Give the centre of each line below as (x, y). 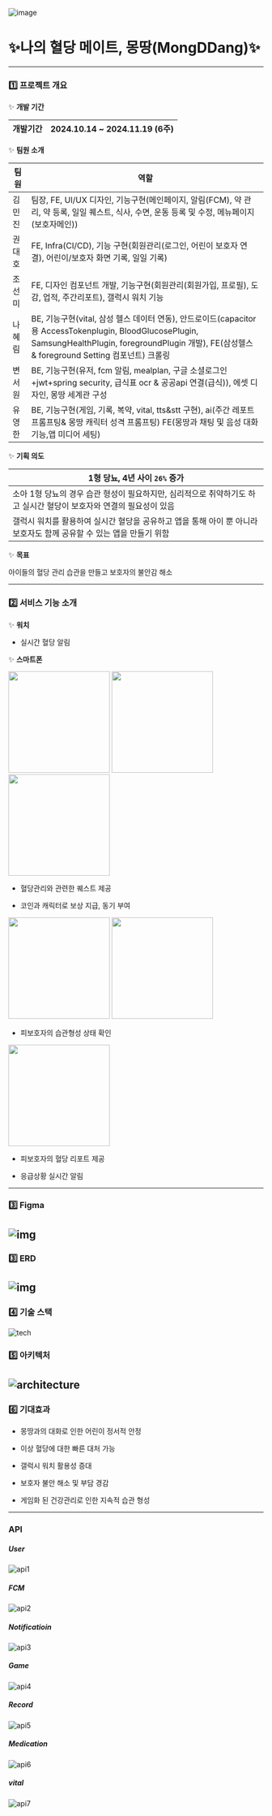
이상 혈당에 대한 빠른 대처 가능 (68, 1448)
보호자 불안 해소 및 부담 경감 (64, 1483)
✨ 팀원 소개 (26, 150)
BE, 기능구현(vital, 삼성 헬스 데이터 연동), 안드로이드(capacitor (144, 319)
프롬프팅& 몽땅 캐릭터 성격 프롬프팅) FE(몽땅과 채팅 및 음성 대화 (145, 422)
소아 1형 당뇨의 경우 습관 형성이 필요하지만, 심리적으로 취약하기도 (130, 494)
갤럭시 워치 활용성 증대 (56, 1466)
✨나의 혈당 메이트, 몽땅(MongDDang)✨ (134, 48)
